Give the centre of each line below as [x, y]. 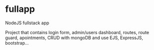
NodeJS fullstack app [27, 23]
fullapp [20, 9]
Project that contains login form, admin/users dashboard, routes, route [77, 32]
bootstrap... [17, 43]
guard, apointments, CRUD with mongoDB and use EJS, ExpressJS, [74, 38]
